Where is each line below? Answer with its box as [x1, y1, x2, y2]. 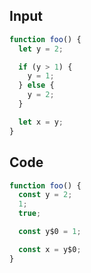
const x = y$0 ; [18, 244, 82, 254]
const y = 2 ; [18, 190, 73, 200]
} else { [18, 80, 55, 91]
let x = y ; [18, 117, 64, 127]
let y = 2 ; [18, 44, 64, 54]
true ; [18, 209, 42, 219]
